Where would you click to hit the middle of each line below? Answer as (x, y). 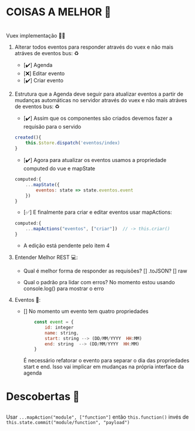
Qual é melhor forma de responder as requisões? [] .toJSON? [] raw (105, 271)
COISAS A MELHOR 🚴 (59, 12)
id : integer (59, 327)
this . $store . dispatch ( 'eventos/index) (73, 143)
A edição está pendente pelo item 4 (66, 245)
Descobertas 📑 (43, 397)
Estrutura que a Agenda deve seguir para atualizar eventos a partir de (99, 94)
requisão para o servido (52, 127)
